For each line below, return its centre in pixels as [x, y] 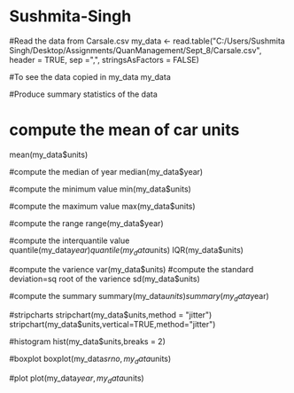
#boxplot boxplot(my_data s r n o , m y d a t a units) [90, 360]
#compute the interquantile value [70, 240]
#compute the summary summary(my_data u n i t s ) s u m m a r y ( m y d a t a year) [139, 297]
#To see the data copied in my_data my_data [90, 76]
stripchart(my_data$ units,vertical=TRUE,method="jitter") [112, 325]
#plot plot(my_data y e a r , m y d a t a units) [77, 379]
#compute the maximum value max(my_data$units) [103, 206]
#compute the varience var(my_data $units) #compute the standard [132, 269]
